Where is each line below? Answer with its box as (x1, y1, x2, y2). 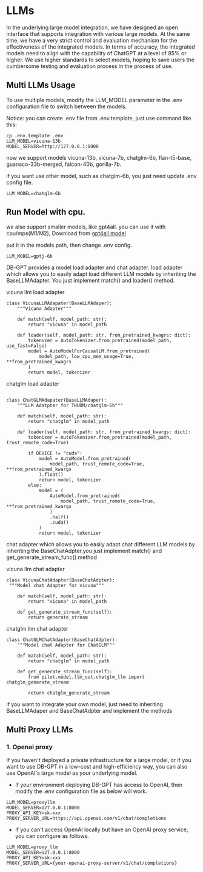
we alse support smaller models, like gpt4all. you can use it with (6, 223, 166, 230)
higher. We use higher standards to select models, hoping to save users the (6, 56, 195, 63)
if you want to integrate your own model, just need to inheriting (6, 700, 164, 708)
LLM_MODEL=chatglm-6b (6, 190, 61, 196)
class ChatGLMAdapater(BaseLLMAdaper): (6, 397, 107, 403)
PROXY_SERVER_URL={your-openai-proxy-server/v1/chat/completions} (6, 860, 178, 867)
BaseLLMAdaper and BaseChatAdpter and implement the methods (6, 707, 173, 714)
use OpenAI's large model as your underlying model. (6, 769, 138, 777)
